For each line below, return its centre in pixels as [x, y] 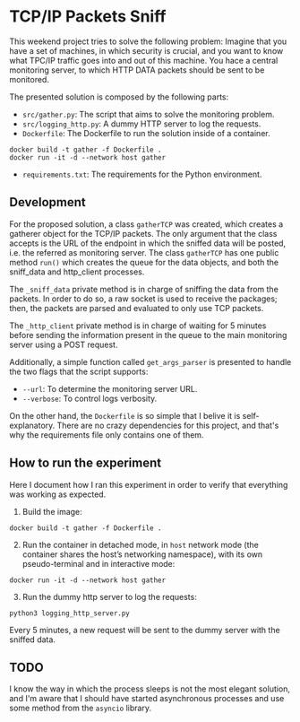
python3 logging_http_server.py [69, 613]
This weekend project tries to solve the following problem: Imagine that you [148, 41]
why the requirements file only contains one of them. [107, 435]
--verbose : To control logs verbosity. [90, 398]
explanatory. [32, 425]
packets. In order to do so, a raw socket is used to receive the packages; [143, 299]
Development [48, 202]
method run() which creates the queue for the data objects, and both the [144, 262]
